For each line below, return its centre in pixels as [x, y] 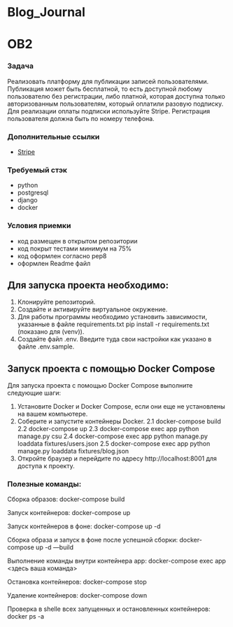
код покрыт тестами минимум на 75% [74, 248]
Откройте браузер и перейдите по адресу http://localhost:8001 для [117, 458]
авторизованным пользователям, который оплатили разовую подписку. [115, 104]
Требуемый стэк [37, 170]
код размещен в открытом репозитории [77, 241]
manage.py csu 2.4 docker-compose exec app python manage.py [113, 436]
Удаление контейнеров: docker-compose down [77, 596]
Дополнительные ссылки [54, 136]
